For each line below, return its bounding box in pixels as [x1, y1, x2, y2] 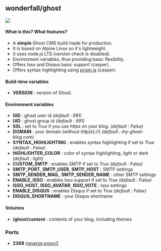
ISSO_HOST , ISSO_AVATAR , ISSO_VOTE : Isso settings [12, 182, 127, 189]
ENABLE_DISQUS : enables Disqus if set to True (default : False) [12, 188, 147, 194]
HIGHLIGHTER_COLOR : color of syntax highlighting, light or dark [12, 150, 149, 156]
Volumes [5, 205, 24, 211]
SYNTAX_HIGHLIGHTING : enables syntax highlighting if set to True [12, 139, 154, 146]
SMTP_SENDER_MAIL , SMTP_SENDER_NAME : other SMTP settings [12, 172, 156, 178]
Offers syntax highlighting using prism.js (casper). [12, 67, 117, 73]
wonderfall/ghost [5, 4, 62, 13]
